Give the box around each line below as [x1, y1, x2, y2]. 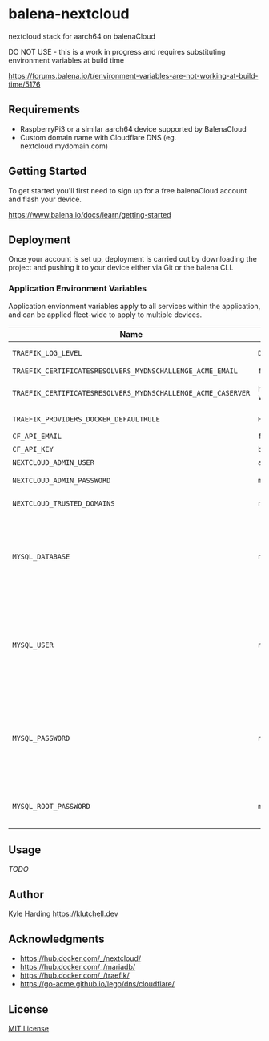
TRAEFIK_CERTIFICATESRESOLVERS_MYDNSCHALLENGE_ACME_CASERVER [12, 388, 251, 397]
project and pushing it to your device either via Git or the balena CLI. [8, 262, 234, 273]
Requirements [8, 103, 80, 116]
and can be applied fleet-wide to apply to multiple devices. [8, 310, 203, 319]
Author [8, 888, 44, 901]
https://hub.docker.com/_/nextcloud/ [19, 954, 142, 963]
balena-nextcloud [8, 5, 130, 23]
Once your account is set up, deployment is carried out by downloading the [8, 254, 258, 264]
